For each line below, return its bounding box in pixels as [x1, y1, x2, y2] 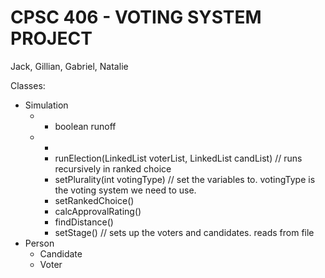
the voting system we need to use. [54, 184, 197, 196]
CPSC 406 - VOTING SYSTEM [10, 6, 262, 29]
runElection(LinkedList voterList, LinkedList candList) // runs [54, 152, 303, 164]
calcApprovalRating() [54, 205, 142, 217]
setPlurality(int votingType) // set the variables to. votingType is [54, 173, 316, 185]
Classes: [10, 79, 46, 91]
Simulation [24, 99, 69, 111]
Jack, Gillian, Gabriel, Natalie [10, 60, 129, 72]
